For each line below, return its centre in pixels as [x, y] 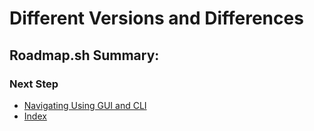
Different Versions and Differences [156, 18]
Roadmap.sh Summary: [84, 55]
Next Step [34, 84]
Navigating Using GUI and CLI [85, 105]
